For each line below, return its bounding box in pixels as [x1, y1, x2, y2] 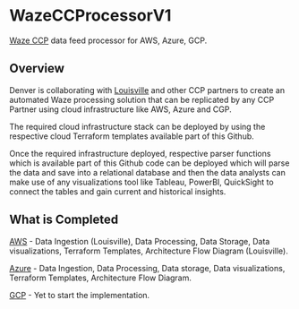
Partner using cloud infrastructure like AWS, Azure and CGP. [9, 104, 232, 115]
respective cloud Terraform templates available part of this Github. [9, 131, 255, 142]
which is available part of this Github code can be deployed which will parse [9, 158, 290, 168]
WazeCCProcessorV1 [9, 5, 172, 26]
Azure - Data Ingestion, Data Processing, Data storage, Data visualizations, [9, 262, 286, 273]
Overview [9, 61, 65, 76]
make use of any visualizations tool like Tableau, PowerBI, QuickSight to [9, 176, 275, 187]
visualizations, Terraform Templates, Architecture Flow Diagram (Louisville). [9, 245, 288, 256]
